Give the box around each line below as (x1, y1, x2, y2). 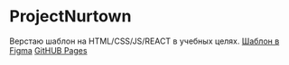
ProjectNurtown (9, 6, 132, 27)
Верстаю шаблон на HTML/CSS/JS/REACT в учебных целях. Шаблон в (9, 36, 280, 46)
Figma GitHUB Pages (9, 45, 88, 55)
